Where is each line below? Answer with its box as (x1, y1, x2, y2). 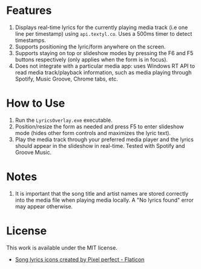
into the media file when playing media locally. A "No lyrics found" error (15, 196, 194, 204)
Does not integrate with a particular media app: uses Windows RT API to (15, 62, 196, 70)
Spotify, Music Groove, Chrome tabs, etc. (15, 75, 118, 82)
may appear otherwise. (15, 202, 73, 210)
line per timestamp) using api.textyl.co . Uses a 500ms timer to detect (15, 30, 193, 37)
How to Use (6, 96, 65, 110)
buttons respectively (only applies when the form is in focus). (15, 56, 168, 63)
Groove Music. (15, 148, 52, 156)
